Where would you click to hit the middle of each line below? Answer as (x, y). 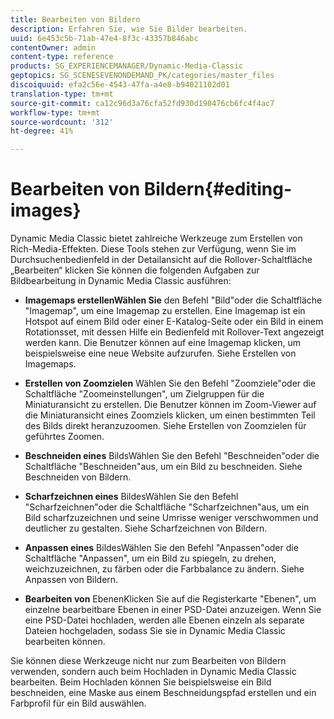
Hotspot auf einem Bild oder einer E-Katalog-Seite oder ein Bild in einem (174, 322)
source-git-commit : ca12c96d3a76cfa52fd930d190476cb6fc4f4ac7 (142, 103)
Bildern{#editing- (218, 189)
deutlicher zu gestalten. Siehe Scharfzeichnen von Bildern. (146, 528)
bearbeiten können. (65, 642)
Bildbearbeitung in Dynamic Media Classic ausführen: (121, 281)
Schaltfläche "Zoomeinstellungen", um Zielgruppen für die (144, 394)
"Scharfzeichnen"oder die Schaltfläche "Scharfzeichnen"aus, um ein (167, 507)
